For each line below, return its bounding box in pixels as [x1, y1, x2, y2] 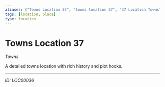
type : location [5, 16, 36, 21]
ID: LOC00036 [5, 77, 34, 84]
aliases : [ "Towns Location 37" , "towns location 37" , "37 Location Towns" [5, 7, 162, 12]
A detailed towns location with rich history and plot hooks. [5, 63, 123, 69]
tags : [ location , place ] [5, 12, 56, 17]
